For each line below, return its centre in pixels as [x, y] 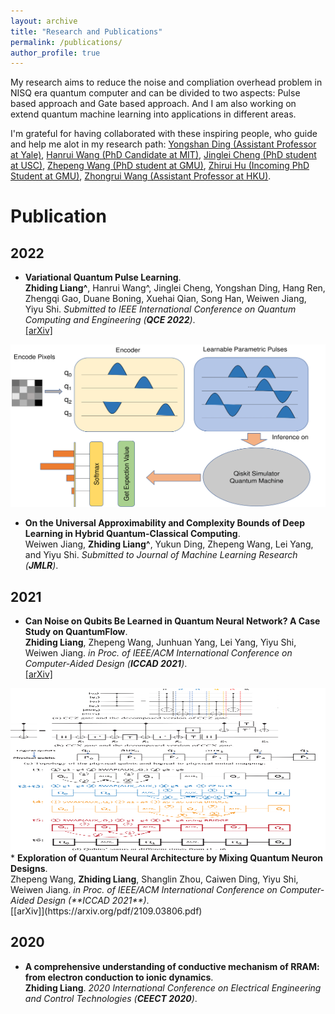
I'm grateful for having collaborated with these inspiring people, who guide [164, 134]
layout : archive [44, 21]
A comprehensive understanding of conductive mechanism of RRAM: [172, 966]
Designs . [29, 869]
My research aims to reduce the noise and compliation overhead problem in [166, 82]
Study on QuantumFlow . [76, 632]
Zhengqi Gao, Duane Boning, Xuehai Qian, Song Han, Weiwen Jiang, [165, 299]
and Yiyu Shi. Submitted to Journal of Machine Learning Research [161, 555]
